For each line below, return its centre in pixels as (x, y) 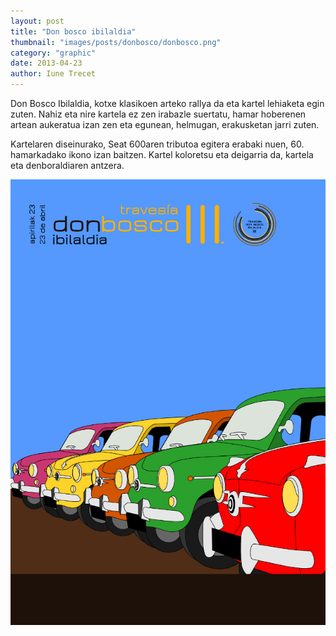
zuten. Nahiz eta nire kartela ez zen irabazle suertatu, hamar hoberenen (158, 114)
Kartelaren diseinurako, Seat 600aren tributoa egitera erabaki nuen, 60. (157, 144)
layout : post (37, 21)
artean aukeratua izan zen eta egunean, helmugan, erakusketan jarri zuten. (165, 124)
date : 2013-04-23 (46, 63)
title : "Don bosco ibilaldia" (73, 31)
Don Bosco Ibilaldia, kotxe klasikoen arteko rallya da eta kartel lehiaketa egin (167, 103)
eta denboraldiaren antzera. (67, 165)
